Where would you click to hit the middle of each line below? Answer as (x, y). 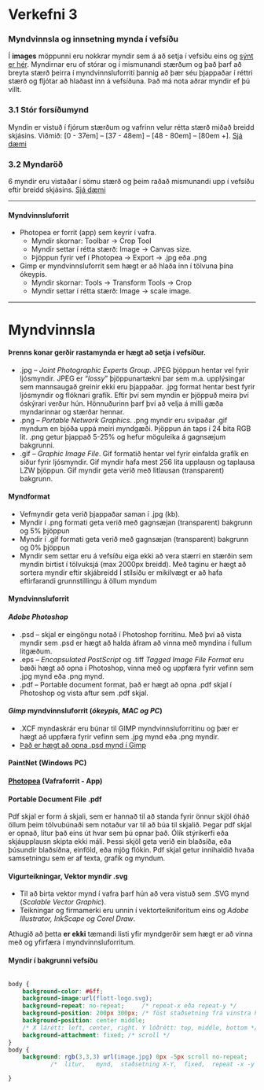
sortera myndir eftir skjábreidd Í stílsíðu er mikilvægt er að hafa (121, 573)
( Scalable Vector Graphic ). (62, 902)
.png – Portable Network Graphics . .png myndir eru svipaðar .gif (123, 420)
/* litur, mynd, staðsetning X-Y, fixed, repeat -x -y (152, 1064)
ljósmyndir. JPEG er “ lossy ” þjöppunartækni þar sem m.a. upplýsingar (132, 378)
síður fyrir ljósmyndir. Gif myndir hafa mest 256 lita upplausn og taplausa (137, 462)
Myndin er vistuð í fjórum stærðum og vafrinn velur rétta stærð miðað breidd (131, 127)
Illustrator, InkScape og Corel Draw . (77, 919)
